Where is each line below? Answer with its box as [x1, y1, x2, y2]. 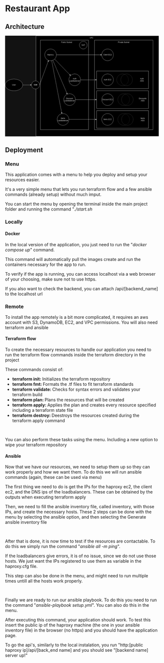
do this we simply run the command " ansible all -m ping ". [5, 544, 121, 549]
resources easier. [5, 177, 40, 183]
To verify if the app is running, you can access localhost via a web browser [5, 271, 156, 277]
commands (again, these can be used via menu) [5, 474, 102, 480]
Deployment [5, 146, 43, 154]
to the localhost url [5, 291, 43, 297]
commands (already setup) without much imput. [5, 191, 102, 197]
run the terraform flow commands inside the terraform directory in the [5, 352, 145, 358]
